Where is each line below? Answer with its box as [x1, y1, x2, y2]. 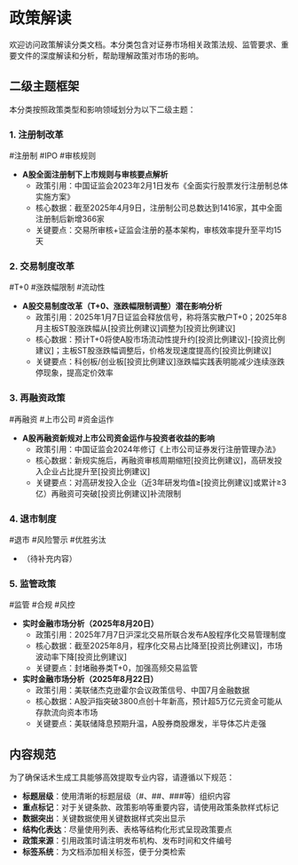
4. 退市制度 [9, 512, 57, 525]
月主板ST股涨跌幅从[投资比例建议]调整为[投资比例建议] [35, 323, 236, 334]
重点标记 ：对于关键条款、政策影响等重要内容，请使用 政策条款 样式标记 [21, 802, 279, 813]
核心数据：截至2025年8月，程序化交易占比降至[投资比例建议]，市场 [35, 640, 283, 651]
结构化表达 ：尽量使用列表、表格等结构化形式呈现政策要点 [21, 824, 232, 835]
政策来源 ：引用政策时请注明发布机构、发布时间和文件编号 [21, 836, 232, 846]
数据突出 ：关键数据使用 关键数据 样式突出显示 [21, 813, 186, 824]
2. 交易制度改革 [9, 259, 75, 272]
